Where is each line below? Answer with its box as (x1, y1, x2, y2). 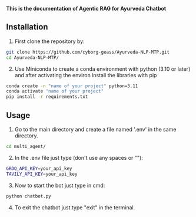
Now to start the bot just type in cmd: (14, 182, 105, 189)
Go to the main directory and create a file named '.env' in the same (14, 126, 177, 133)
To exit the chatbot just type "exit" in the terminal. (14, 203, 135, 211)
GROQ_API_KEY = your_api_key (6, 165, 72, 172)
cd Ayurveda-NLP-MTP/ (6, 54, 59, 61)
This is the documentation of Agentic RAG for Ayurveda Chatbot (6, 5, 167, 12)
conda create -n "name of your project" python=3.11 (6, 83, 138, 89)
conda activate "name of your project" (6, 88, 104, 94)
